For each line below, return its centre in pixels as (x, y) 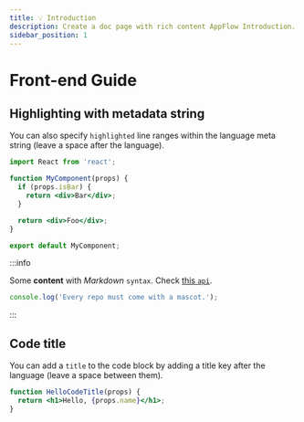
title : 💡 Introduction (53, 18)
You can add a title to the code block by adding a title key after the (138, 365)
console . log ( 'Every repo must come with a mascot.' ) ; (114, 298)
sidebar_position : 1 (49, 35)
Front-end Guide (73, 80)
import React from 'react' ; (63, 162)
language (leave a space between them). (86, 375)
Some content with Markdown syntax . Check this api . (111, 280)
